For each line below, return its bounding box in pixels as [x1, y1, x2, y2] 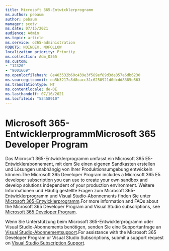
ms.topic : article [5, 36, 44, 41]
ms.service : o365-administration [5, 40, 75, 45]
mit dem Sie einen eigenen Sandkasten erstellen [55, 161, 155, 167]
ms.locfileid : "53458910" [5, 96, 59, 101]
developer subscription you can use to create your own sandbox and [5, 177, 148, 183]
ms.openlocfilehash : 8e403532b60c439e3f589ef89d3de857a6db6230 [5, 73, 141, 78]
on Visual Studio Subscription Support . [5, 240, 86, 246]
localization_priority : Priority [5, 49, 75, 54]
